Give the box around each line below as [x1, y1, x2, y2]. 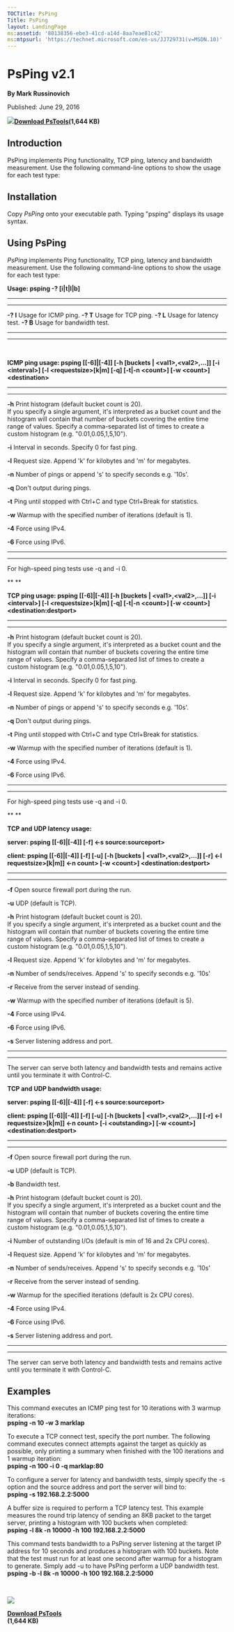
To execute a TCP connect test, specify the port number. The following [7, 1432, 210, 1441]
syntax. [7, 217, 29, 225]
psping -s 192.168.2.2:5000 [7, 1490, 89, 1499]
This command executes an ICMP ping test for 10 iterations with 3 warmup [7, 1404, 221, 1412]
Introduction [7, 138, 63, 149]
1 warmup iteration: [7, 1455, 63, 1463]
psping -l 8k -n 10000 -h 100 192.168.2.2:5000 [7, 1526, 146, 1534]
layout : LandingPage [7, 23, 68, 30]
